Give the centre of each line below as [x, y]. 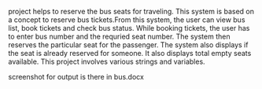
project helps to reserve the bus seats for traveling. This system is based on [131, 11]
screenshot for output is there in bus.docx [76, 77]
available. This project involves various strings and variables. [107, 61]
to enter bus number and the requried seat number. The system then [119, 36]
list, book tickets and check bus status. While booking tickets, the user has [129, 28]
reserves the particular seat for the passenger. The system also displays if [128, 45]
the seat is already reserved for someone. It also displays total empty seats [130, 53]
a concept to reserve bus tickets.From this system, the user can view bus [127, 20]
